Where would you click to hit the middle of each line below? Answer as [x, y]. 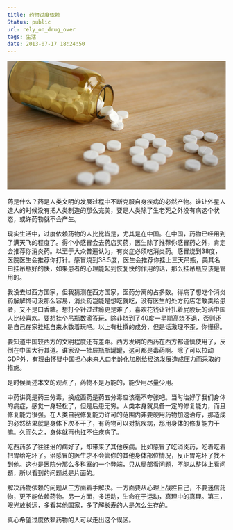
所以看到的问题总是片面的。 [59, 473]
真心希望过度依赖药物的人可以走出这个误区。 [71, 520]
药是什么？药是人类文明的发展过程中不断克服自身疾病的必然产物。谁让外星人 [116, 202]
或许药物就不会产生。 [50, 219]
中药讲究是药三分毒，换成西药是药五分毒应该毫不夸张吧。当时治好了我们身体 [116, 397]
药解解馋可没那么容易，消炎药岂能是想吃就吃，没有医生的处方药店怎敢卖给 [113, 301]
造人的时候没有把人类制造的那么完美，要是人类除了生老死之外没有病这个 [110, 210]
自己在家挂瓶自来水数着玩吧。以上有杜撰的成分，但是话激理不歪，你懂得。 [119, 327]
